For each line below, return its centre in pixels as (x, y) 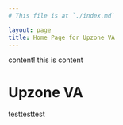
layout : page (30, 30)
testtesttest (27, 114)
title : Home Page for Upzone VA (61, 37)
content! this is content (46, 60)
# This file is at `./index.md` (61, 16)
